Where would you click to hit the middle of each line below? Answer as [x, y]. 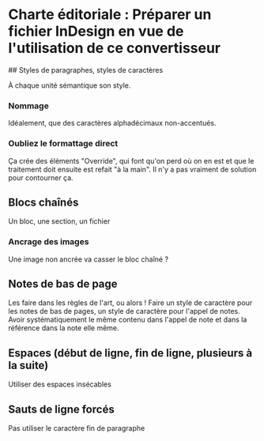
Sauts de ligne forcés [61, 409]
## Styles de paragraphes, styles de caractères [86, 70]
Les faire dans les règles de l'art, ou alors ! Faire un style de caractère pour [130, 303]
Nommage [28, 106]
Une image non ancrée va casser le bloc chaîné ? [88, 259]
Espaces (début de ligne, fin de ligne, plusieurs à [130, 353]
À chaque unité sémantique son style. [70, 85]
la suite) [28, 365]
